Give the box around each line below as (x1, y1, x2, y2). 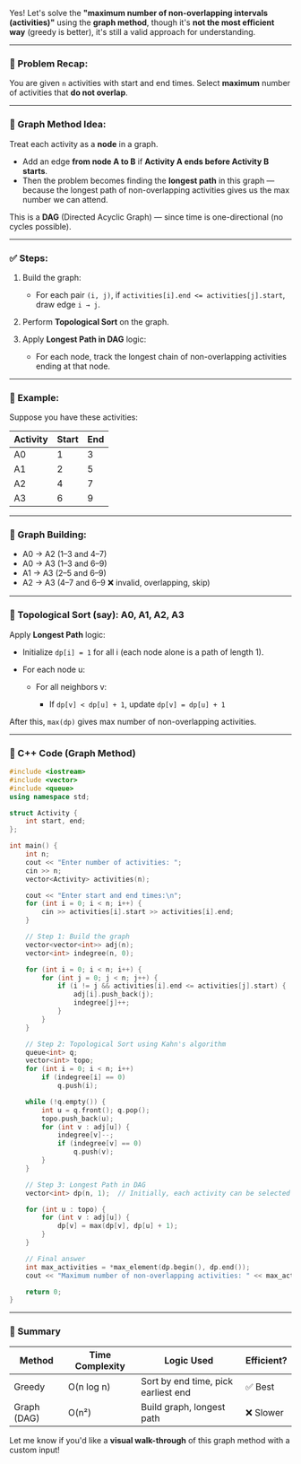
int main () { (9, 841, 58, 850)
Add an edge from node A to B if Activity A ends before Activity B (21, 156, 270, 167)
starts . (21, 165, 47, 176)
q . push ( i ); (56, 1081, 99, 1091)
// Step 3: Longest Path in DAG (25, 1180, 146, 1189)
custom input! (9, 1444, 60, 1455)
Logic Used (164, 1354, 214, 1366)
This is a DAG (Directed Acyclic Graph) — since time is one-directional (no (9, 211, 284, 222)
